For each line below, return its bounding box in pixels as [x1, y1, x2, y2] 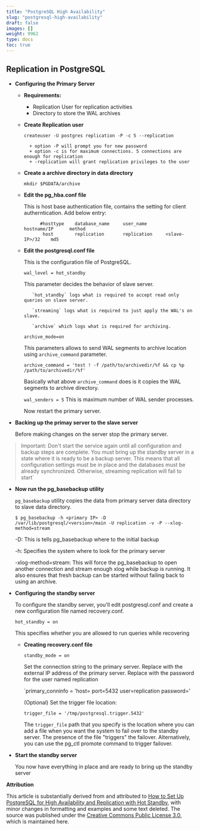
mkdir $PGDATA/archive [23, 180, 81, 187]
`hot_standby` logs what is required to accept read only [32, 292, 179, 298]
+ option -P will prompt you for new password [29, 143, 147, 149]
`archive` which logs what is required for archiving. [32, 323, 171, 329]
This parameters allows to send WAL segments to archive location [23, 344, 187, 351]
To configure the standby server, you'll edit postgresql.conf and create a [14, 601, 193, 608]
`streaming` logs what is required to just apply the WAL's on [32, 308, 193, 313]
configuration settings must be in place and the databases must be [20, 461, 186, 468]
